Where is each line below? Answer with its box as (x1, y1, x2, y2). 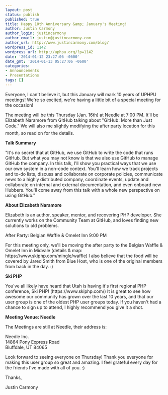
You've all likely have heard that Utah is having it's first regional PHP (5, 283, 147, 289)
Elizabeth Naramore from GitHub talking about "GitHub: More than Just (5, 117, 152, 123)
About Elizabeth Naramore (5, 202, 62, 208)
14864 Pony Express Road (5, 339, 60, 345)
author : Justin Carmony (5, 26, 55, 31)
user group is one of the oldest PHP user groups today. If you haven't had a (5, 299, 162, 305)
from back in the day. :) (5, 263, 54, 269)
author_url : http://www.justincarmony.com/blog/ (5, 40, 109, 45)
